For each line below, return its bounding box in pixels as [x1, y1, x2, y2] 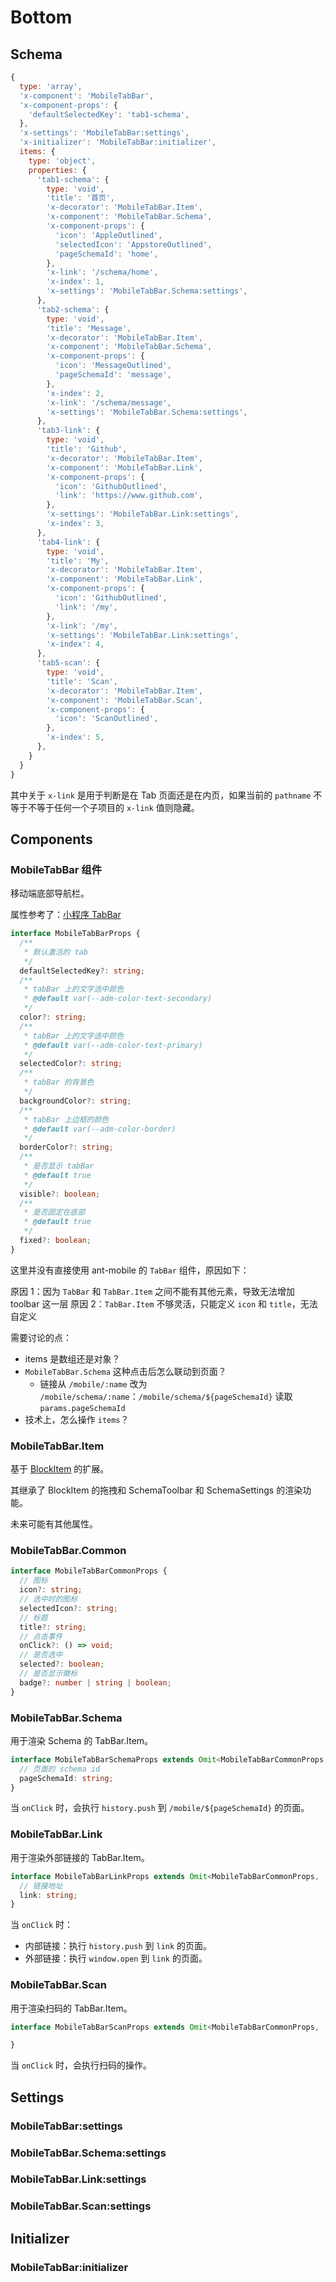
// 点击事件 [19, 1631, 63, 1641]
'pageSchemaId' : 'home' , [54, 249, 159, 259]
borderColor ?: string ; [19, 1142, 114, 1153]
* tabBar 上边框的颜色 [23, 1114, 110, 1125]
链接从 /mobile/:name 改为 [39, 1377, 148, 1390]
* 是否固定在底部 [23, 1207, 86, 1218]
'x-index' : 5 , [46, 732, 105, 743]
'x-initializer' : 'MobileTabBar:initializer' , [19, 137, 217, 148]
